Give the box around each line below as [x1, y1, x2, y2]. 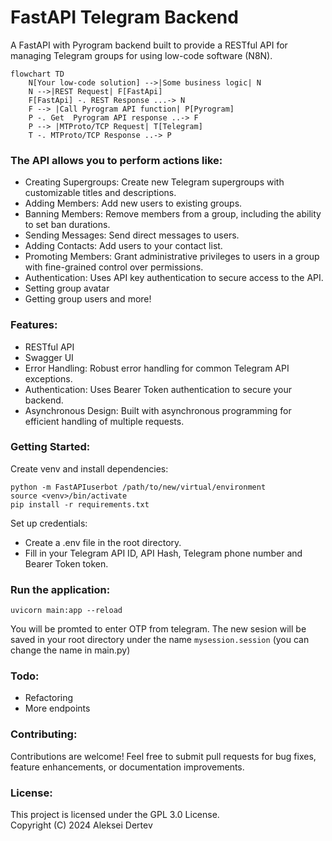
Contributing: [10, 727, 78, 741]
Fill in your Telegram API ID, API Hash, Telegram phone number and [24, 547, 303, 559]
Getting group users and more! [24, 293, 152, 305]
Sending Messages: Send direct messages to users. [24, 229, 240, 241]
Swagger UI [24, 351, 74, 363]
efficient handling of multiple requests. [24, 415, 185, 427]
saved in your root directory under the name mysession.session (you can [10, 634, 310, 646]
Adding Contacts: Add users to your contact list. [24, 240, 223, 252]
